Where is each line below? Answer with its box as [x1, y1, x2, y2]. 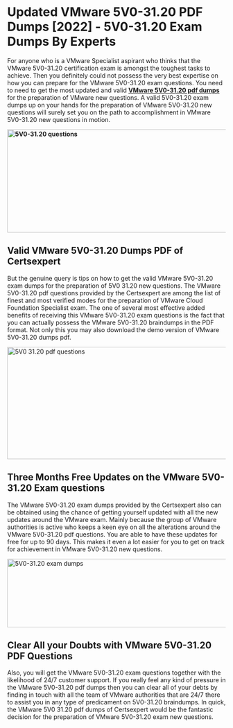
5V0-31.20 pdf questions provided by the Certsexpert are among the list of [7, 288, 221, 297]
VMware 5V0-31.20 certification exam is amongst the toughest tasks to [7, 64, 211, 72]
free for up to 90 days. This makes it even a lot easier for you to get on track [7, 537, 225, 546]
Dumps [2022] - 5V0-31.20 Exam [7, 19, 202, 35]
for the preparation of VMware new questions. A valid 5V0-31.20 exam [7, 93, 209, 101]
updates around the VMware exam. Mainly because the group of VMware [7, 515, 217, 523]
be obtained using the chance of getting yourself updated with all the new [7, 508, 218, 517]
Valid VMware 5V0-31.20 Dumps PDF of [7, 245, 184, 257]
